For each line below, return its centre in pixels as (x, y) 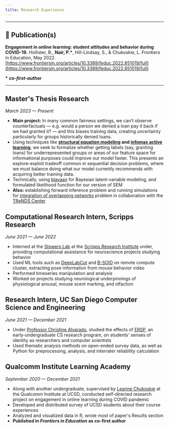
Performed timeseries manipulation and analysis (62, 273)
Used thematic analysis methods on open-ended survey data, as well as (87, 345)
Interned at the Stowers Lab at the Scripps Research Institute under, (83, 247)
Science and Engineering (45, 308)
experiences (25, 410)
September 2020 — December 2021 (43, 379)
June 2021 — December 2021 (36, 320)
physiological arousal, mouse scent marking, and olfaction (73, 284)
